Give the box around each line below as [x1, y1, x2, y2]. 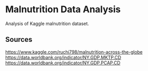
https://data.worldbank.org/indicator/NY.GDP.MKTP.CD [5, 54, 121, 60]
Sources [5, 35, 33, 44]
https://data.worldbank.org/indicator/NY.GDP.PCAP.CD [5, 60, 121, 66]
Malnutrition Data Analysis [5, 4, 121, 15]
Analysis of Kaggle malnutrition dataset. [5, 20, 89, 27]
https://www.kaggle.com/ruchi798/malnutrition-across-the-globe [5, 49, 143, 55]
